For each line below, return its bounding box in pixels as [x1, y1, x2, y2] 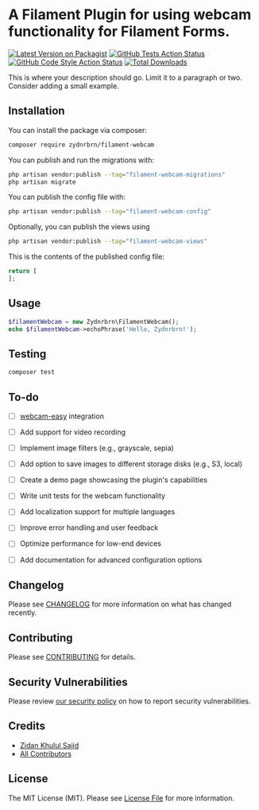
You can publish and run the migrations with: [8, 155, 155, 165]
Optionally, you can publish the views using [8, 222, 150, 232]
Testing [8, 347, 47, 360]
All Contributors [19, 749, 72, 758]
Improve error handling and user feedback [19, 523, 159, 532]
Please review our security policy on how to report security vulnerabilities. [8, 696, 251, 706]
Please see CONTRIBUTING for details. [8, 652, 137, 662]
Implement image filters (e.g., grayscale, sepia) [19, 443, 175, 453]
